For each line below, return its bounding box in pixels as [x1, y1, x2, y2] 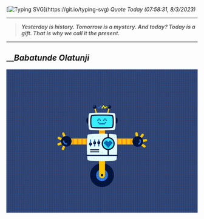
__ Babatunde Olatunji [6, 53, 90, 63]
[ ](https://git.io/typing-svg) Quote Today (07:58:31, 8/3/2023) [6, 6, 196, 13]
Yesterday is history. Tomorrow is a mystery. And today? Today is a [21, 23, 195, 30]
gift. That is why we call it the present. [21, 30, 120, 36]
